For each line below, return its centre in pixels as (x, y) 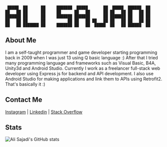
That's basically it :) (25, 84)
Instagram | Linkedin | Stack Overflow (44, 112)
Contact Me (24, 100)
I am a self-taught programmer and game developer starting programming (81, 52)
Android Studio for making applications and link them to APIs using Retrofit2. (84, 79)
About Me (21, 40)
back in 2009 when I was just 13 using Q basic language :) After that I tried (82, 57)
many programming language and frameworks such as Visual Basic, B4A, (81, 63)
